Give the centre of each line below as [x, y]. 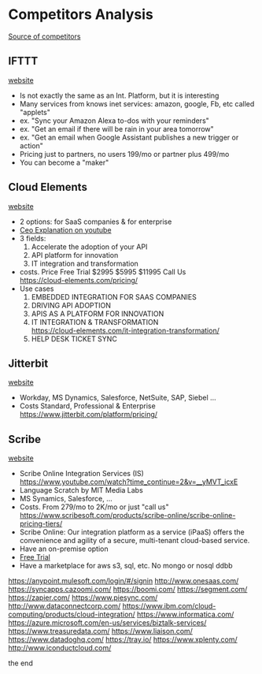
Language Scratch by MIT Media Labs [81, 490]
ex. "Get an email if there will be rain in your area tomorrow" [116, 128]
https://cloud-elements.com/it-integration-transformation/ [125, 330]
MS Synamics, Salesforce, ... [66, 499]
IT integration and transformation [85, 263]
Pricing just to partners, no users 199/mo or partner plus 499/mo [124, 154]
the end [20, 663]
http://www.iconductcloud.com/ [60, 648]
